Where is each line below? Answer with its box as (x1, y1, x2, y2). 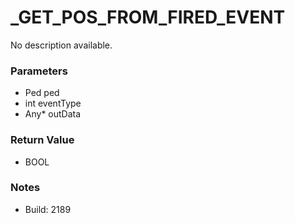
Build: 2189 (24, 203, 72, 215)
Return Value (10, 133, 75, 147)
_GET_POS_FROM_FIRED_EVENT (10, 6, 286, 29)
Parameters (10, 64, 68, 78)
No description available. (10, 39, 113, 51)
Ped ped (24, 87, 60, 99)
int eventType (24, 97, 82, 110)
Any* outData (24, 108, 82, 120)
